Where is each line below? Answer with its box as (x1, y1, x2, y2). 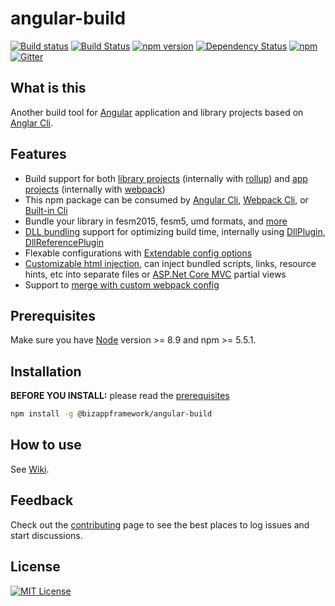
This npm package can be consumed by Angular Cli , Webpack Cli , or (24, 193, 309, 206)
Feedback (10, 492, 74, 509)
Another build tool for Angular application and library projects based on (10, 106, 304, 118)
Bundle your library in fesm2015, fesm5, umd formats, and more (24, 215, 288, 227)
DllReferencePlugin (24, 236, 105, 248)
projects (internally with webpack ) (24, 183, 166, 195)
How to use (10, 437, 82, 454)
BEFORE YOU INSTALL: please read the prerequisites (10, 390, 230, 402)
